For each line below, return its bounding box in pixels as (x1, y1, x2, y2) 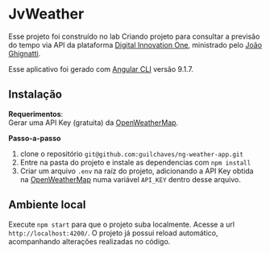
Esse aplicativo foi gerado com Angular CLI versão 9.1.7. (8, 64, 193, 73)
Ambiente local (8, 198, 86, 212)
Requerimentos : (8, 109, 64, 119)
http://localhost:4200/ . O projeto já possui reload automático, (8, 227, 218, 238)
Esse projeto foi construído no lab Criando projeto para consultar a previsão (8, 31, 260, 41)
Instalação (8, 88, 63, 102)
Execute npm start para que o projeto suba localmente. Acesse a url (8, 219, 235, 229)
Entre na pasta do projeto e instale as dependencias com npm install (19, 157, 251, 167)
